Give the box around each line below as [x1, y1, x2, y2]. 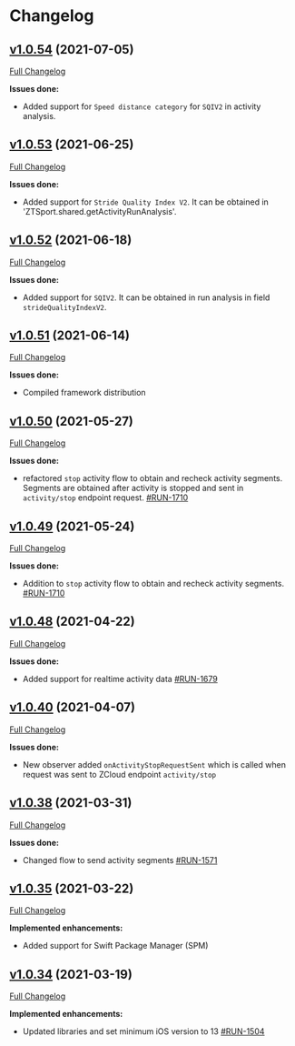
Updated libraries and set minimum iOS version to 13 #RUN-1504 [22, 1026, 265, 1037]
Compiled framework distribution [22, 387, 147, 398]
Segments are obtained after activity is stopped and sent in [22, 483, 244, 494]
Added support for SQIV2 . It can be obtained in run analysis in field [22, 292, 270, 303]
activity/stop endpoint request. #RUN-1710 [22, 492, 189, 503]
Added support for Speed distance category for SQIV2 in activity [22, 101, 261, 112]
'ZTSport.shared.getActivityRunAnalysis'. [22, 206, 177, 216]
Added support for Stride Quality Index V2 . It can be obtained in [22, 196, 270, 207]
